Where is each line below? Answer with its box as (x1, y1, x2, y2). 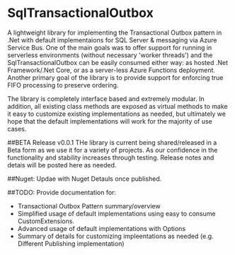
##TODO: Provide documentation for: (7, 188, 117, 196)
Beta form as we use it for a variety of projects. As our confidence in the (7, 146, 218, 154)
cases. (7, 124, 27, 133)
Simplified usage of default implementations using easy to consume (17, 209, 216, 218)
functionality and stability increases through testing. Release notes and (7, 153, 214, 162)
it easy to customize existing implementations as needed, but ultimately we (7, 109, 227, 118)
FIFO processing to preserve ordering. (7, 81, 119, 89)
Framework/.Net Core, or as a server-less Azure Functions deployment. (7, 66, 216, 74)
